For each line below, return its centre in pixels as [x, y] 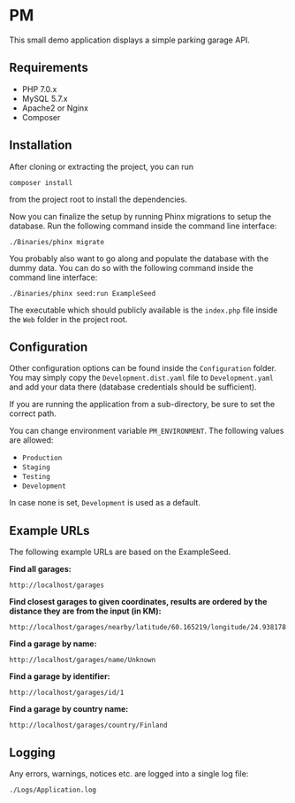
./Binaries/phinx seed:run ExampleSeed [83, 293]
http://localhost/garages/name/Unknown [83, 660]
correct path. [33, 413]
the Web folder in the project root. [68, 319]
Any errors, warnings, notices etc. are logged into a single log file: [129, 774]
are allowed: [31, 440]
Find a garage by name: [53, 644]
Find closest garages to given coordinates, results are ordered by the [138, 602]
